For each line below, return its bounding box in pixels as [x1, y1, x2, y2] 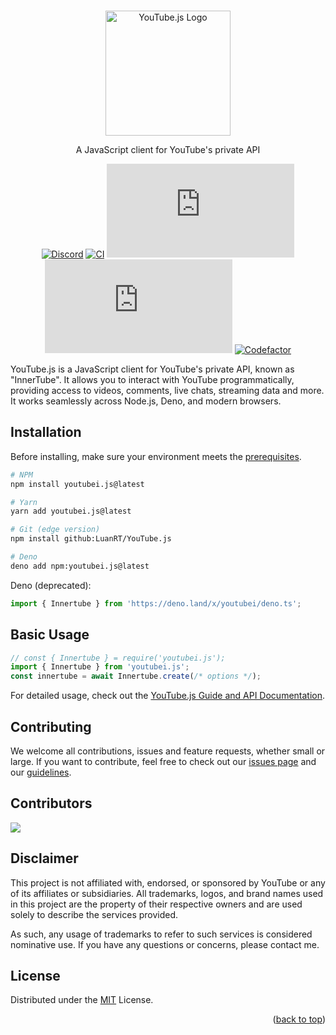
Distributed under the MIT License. [10, 994, 154, 1006]
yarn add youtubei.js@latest [10, 506, 132, 517]
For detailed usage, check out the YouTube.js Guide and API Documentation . [10, 690, 326, 702]
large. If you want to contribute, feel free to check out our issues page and [10, 755, 317, 767]
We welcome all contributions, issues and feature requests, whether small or [10, 745, 326, 757]
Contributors [10, 795, 93, 812]
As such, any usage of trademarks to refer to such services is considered [10, 928, 313, 940]
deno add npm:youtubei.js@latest [10, 561, 150, 571]
